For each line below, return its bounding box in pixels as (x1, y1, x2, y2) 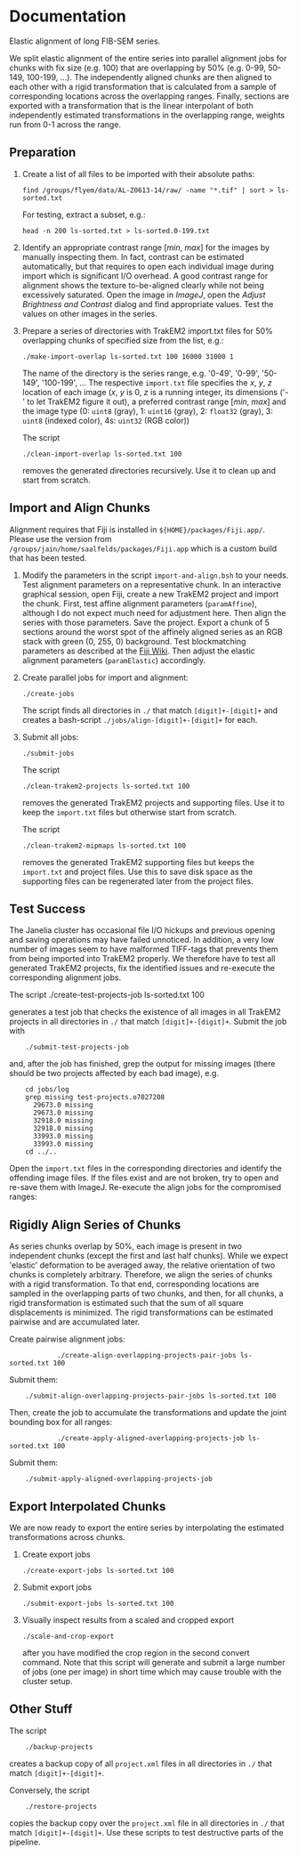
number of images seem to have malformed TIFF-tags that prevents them (9, 944, 278, 954)
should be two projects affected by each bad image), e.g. (9, 1068, 220, 1079)
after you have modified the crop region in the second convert (21, 1648, 251, 1657)
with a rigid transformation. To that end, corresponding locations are (9, 1279, 260, 1290)
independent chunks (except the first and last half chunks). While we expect (9, 1251, 289, 1261)
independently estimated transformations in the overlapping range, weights (9, 109, 286, 120)
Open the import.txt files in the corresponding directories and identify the (9, 1163, 282, 1174)
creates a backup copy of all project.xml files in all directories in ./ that (9, 1758, 273, 1769)
